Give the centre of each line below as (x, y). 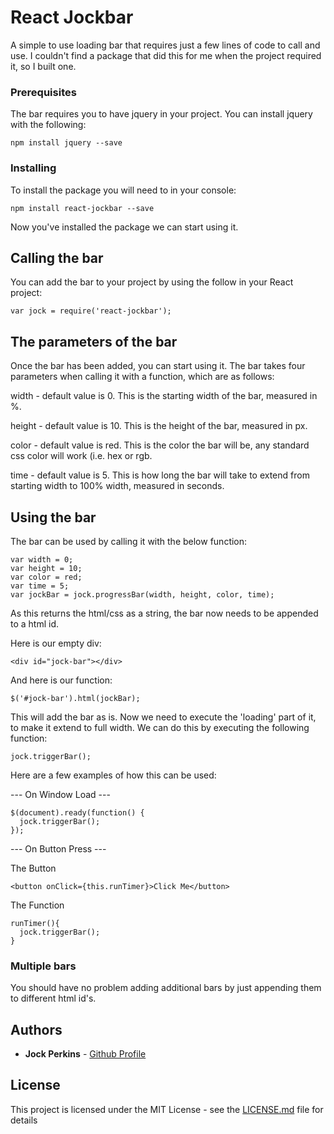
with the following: (48, 125)
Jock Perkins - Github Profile (85, 1054)
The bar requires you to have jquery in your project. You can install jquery (161, 114)
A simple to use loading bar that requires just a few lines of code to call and (165, 45)
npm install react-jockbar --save (82, 208)
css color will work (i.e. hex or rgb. (81, 456)
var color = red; (46, 577)
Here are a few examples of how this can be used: (113, 775)
